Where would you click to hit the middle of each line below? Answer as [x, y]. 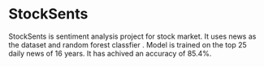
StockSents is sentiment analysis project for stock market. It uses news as [132, 36]
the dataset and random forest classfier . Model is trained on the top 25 [128, 44]
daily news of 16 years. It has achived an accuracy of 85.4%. [110, 53]
